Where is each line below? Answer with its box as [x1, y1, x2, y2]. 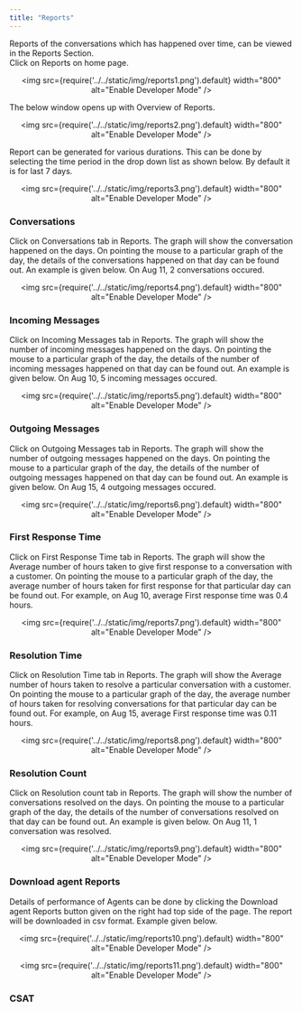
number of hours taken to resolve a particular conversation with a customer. [9, 679, 291, 691]
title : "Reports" [9, 13, 75, 23]
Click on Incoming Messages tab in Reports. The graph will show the [9, 335, 264, 346]
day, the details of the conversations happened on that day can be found [9, 255, 279, 265]
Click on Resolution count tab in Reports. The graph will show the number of [9, 787, 293, 799]
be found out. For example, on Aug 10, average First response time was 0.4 [9, 589, 288, 600]
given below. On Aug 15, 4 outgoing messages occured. [9, 481, 216, 492]
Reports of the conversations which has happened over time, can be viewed [9, 38, 292, 49]
